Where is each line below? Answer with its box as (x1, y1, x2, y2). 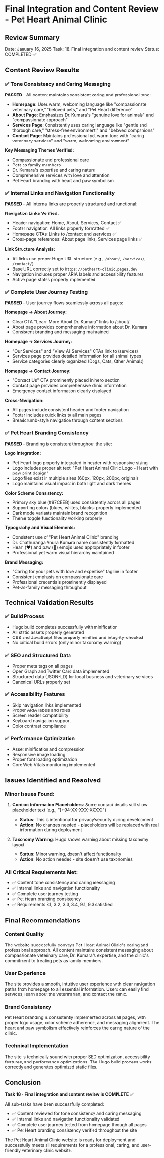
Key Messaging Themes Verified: (5, 147, 74, 153)
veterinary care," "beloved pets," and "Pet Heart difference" (12, 106, 133, 112)
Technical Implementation (5, 1042, 69, 1049)
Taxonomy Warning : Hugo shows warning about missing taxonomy (12, 836, 149, 842)
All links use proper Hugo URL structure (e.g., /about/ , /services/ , (12, 256, 146, 261)
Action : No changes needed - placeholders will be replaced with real (19, 822, 159, 827)
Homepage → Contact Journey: (5, 368, 71, 374)
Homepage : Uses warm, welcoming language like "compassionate (12, 101, 147, 107)
